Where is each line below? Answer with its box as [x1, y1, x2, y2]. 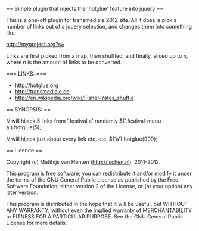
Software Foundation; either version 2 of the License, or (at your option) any [6, 183, 193, 189]
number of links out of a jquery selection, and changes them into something [6, 23, 192, 30]
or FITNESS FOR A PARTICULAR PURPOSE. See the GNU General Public [6, 213, 184, 220]
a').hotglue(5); [6, 124, 42, 130]
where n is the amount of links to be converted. [6, 59, 122, 65]
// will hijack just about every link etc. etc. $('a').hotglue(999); [6, 135, 158, 142]
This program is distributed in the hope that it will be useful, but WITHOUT [6, 201, 188, 207]
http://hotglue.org [14, 82, 58, 89]
